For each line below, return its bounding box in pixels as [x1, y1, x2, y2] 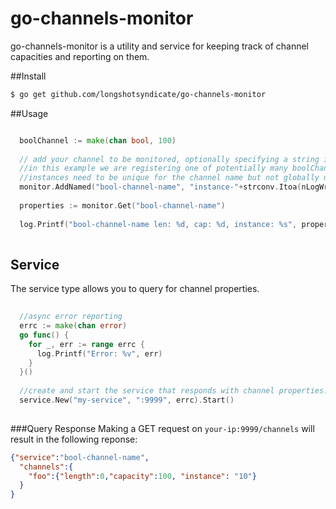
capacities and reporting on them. [10, 50, 150, 62]
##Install [10, 70, 47, 82]
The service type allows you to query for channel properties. [10, 283, 260, 295]
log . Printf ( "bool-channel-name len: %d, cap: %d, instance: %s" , [19, 219, 298, 229]
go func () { [19, 330, 70, 340]
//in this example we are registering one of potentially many [19, 163, 288, 174]
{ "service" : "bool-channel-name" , [10, 452, 150, 462]
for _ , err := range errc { [28, 339, 145, 349]
